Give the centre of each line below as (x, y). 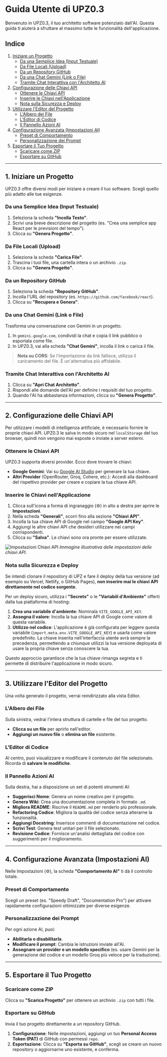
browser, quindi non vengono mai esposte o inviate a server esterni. (75, 438)
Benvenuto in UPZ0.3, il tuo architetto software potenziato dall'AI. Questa (80, 23)
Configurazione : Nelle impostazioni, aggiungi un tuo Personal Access (84, 1033)
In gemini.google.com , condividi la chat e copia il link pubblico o (77, 335)
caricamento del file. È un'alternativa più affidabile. (69, 361)
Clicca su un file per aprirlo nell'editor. (52, 729)
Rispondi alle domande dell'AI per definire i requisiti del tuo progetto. (83, 390)
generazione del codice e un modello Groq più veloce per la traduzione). (86, 954)
